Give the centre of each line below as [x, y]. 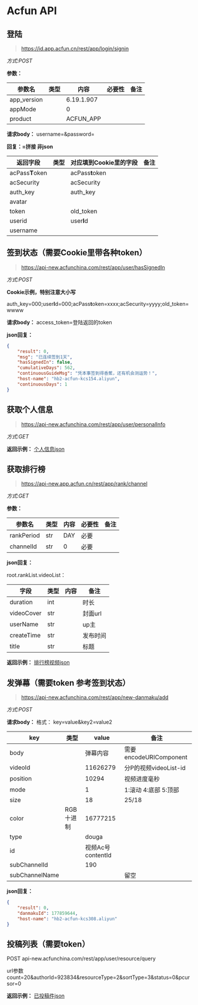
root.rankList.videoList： [36, 575]
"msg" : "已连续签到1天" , [45, 357]
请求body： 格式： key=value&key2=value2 [59, 722]
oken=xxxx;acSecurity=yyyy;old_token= [140, 304]
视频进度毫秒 [142, 779]
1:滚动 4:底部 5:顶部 [152, 790]
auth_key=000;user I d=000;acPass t [50, 304]
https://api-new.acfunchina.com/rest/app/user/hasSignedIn [93, 267]
